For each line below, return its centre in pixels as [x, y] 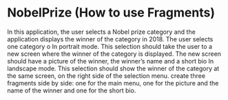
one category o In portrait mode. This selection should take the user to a [110, 46]
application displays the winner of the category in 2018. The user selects [110, 39]
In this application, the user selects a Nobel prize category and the [102, 32]
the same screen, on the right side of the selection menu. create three [106, 76]
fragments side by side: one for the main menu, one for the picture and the [113, 83]
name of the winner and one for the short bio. [72, 90]
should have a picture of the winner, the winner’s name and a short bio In [111, 61]
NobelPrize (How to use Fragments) [111, 13]
